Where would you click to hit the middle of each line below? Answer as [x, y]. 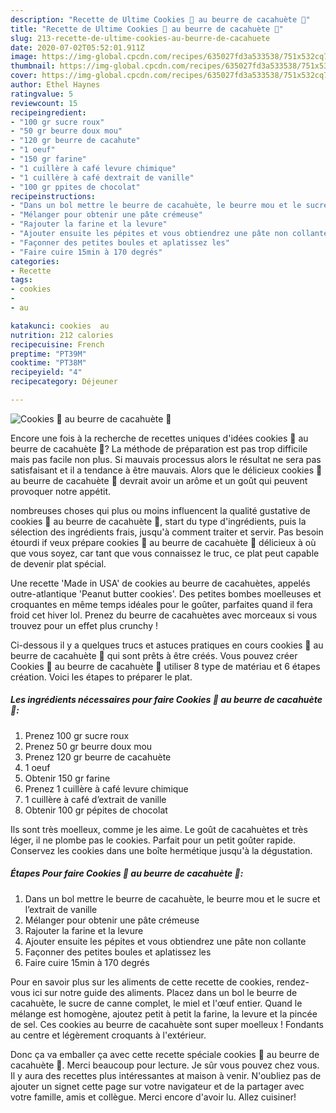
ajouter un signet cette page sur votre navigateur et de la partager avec [157, 1086]
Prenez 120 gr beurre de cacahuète [98, 757]
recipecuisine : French [57, 344]
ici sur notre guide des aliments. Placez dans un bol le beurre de [165, 992]
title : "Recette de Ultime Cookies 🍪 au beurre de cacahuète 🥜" [147, 29]
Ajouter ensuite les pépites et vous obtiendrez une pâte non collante [165, 941]
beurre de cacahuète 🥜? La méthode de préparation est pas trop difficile [159, 448]
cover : [24, 76]
